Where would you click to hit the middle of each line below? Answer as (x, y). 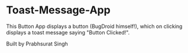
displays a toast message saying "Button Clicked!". (68, 32)
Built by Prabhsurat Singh (37, 44)
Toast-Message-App (58, 10)
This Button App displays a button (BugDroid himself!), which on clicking (94, 26)
